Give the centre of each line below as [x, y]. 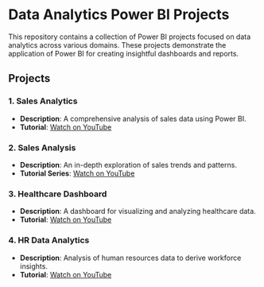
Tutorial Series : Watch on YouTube [77, 173]
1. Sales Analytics [43, 101]
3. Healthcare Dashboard [58, 194]
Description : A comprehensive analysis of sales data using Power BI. [133, 118]
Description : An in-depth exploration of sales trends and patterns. [128, 165]
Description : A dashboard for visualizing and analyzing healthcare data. [138, 211]
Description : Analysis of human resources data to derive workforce [130, 258]
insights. [33, 266]
